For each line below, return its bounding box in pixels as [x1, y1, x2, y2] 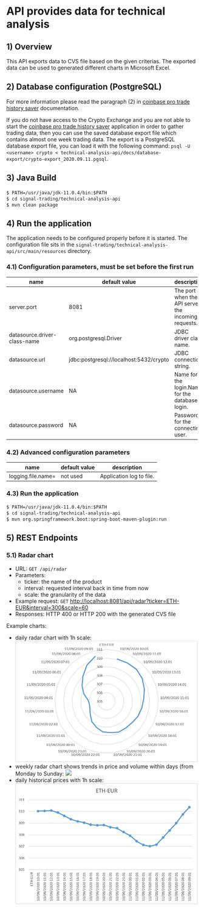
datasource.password [8, 421, 64, 428]
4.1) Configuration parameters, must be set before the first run [6, 263, 194, 271]
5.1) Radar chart [6, 551, 53, 560]
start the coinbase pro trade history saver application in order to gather [6, 123, 184, 130]
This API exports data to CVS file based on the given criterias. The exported [6, 58, 196, 65]
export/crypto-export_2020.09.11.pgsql [6, 156, 107, 162]
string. [174, 362, 191, 369]
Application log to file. [100, 472, 155, 480]
